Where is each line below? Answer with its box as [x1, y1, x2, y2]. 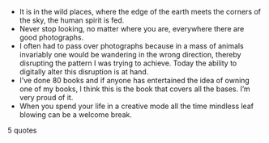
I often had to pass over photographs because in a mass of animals [19, 41, 244, 51]
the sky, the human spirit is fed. [19, 15, 125, 25]
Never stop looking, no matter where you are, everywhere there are [19, 24, 245, 33]
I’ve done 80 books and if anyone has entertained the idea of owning [19, 76, 250, 85]
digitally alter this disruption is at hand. [19, 67, 149, 76]
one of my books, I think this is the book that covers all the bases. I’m [19, 84, 250, 94]
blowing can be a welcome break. [19, 110, 133, 120]
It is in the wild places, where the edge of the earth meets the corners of [19, 7, 261, 16]
